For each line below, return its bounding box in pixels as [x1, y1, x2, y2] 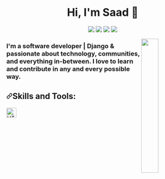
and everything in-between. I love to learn [6, 57, 133, 65]
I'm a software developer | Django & [6, 42, 115, 50]
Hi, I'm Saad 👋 [67, 5, 139, 20]
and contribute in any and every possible [6, 64, 130, 73]
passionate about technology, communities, [6, 49, 140, 57]
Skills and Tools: [12, 91, 76, 101]
